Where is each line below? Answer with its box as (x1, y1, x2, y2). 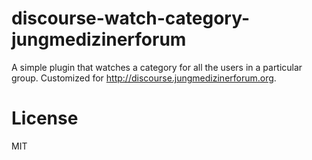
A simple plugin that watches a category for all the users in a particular (11, 61, 303, 73)
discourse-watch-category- (11, 7, 251, 30)
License (11, 107, 79, 130)
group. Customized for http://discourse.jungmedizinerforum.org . (11, 72, 277, 84)
